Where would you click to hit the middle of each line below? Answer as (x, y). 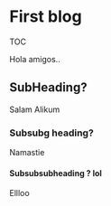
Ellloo (19, 193)
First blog (46, 17)
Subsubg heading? (52, 133)
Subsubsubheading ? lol (55, 173)
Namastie (27, 153)
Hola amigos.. (35, 59)
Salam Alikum (35, 109)
